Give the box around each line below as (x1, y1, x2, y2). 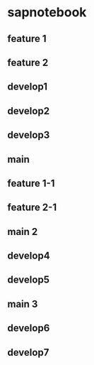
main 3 (7, 298, 38, 310)
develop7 (7, 346, 49, 359)
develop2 (7, 104, 50, 117)
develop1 (7, 81, 48, 93)
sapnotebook (7, 4, 87, 21)
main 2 (7, 225, 38, 238)
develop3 (7, 129, 50, 141)
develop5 (7, 274, 49, 286)
